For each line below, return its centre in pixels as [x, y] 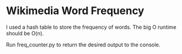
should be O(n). [25, 33]
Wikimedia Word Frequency [75, 11]
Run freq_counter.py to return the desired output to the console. [83, 45]
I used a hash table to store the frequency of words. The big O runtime [91, 27]
